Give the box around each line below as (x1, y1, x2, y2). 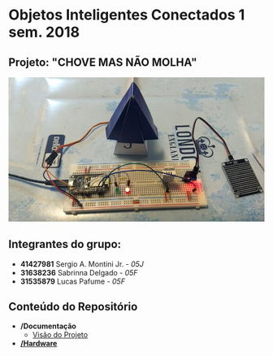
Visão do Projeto (32, 330, 88, 340)
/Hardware (19, 339, 58, 349)
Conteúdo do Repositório (8, 299, 138, 314)
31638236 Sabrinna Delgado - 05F (19, 267, 138, 277)
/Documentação (19, 321, 77, 331)
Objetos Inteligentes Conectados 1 (8, 6, 245, 24)
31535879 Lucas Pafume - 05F (19, 276, 126, 286)
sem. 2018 (8, 23, 80, 41)
